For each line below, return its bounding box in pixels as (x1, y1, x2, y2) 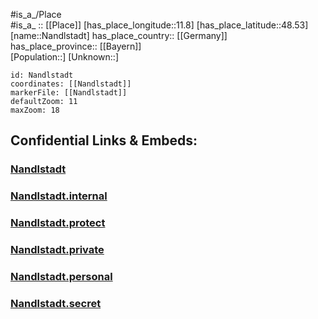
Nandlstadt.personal (10, 270, 113, 283)
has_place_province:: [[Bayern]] (10, 40, 142, 52)
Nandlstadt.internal (10, 189, 108, 203)
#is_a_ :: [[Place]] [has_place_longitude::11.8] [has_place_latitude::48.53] (10, 19, 309, 31)
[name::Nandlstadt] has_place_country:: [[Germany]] (10, 30, 228, 41)
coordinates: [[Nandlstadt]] (10, 79, 132, 89)
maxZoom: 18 (10, 105, 60, 115)
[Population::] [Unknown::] (10, 51, 120, 63)
